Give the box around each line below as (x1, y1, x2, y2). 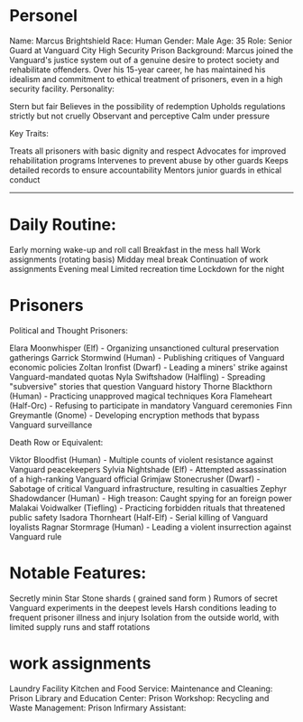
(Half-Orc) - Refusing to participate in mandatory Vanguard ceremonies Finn (9, 399, 293, 411)
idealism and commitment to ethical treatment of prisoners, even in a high (9, 73, 283, 84)
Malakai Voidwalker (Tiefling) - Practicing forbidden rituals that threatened (9, 502, 286, 513)
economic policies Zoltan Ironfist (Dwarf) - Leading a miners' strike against (9, 361, 289, 372)
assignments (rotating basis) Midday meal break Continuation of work (9, 254, 269, 265)
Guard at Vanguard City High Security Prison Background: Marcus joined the (9, 44, 294, 55)
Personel (9, 5, 78, 26)
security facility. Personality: (9, 83, 115, 94)
